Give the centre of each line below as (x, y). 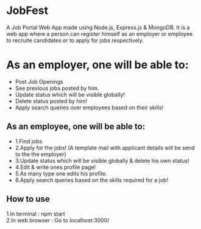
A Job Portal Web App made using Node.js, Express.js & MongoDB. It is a (98, 27)
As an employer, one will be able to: (97, 65)
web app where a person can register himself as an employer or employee (100, 33)
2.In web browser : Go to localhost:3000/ (58, 220)
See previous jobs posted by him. (57, 88)
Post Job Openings (39, 81)
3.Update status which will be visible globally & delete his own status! (102, 160)
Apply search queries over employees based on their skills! (89, 108)
